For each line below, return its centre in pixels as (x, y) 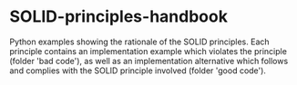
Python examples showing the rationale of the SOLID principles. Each (140, 42)
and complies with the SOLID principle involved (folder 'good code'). (138, 71)
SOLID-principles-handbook (118, 17)
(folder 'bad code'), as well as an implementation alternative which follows (149, 61)
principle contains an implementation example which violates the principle (148, 51)
